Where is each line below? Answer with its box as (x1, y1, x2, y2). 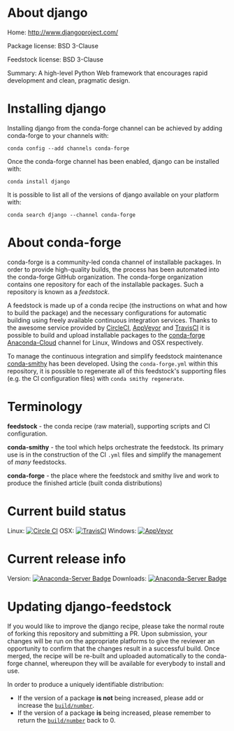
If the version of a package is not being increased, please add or (17, 693, 204, 702)
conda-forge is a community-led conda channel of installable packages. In (7, 258, 221, 266)
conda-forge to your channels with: (7, 131, 109, 139)
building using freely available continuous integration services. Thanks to (7, 316, 218, 324)
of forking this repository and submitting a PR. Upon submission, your (7, 629, 208, 638)
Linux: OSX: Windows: (7, 527, 137, 535)
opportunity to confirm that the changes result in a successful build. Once (7, 644, 220, 653)
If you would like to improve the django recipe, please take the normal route (7, 622, 225, 630)
